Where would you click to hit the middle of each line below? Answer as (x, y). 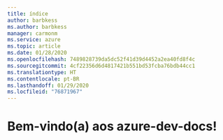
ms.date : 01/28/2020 (37, 53)
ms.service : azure (34, 40)
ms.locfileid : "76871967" (45, 92)
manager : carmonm (33, 33)
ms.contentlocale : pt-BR (43, 79)
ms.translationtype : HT (42, 72)
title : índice (28, 14)
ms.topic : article (34, 46)
